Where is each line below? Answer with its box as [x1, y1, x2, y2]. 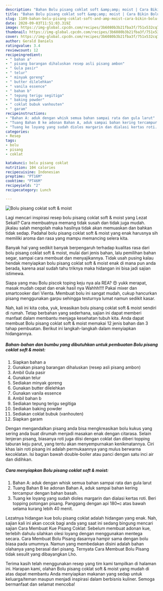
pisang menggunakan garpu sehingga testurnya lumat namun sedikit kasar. [5, 295, 155, 301]
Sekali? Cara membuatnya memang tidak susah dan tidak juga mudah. [5, 220, 146, 226]
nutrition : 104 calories [5, 165, 56, 170]
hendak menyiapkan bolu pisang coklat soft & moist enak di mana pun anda [5, 260, 156, 266]
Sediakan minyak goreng [12, 380, 62, 385]
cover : [5, 35, 19, 39]
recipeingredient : [5, 52, 43, 57]
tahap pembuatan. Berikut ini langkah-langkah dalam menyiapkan [5, 325, 136, 331]
